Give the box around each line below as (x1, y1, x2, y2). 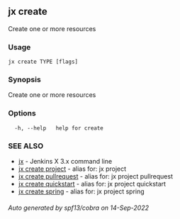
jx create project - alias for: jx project (18, 164, 127, 173)
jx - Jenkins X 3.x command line (18, 157, 113, 165)
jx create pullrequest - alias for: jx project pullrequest (18, 172, 173, 180)
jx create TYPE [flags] (8, 58, 79, 66)
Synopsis (8, 74, 41, 84)
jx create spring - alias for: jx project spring (18, 187, 145, 196)
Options (8, 108, 36, 118)
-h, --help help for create (14, 124, 103, 132)
